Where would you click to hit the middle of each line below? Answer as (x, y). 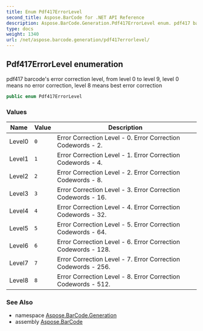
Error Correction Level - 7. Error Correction (118, 259)
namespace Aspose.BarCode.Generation (66, 315)
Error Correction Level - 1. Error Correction (118, 155)
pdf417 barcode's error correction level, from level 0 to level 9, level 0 (93, 79)
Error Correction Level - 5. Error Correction (118, 224)
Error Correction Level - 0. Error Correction (118, 138)
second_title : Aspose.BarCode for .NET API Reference (76, 18)
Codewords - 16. (82, 197)
